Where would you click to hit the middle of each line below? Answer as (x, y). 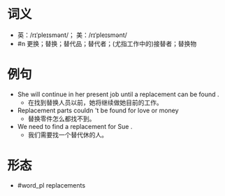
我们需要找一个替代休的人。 (68, 135)
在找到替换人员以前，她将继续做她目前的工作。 (95, 103)
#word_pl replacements (51, 185)
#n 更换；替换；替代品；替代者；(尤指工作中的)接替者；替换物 (107, 43)
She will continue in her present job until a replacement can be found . (118, 94)
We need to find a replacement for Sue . (75, 126)
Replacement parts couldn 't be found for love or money (98, 110)
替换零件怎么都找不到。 (61, 119)
